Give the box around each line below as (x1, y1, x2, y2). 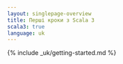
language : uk (7, 29, 45, 37)
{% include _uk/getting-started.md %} (7, 49, 117, 57)
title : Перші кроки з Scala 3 (7, 17, 95, 24)
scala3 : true (7, 23, 45, 30)
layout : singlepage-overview (7, 10, 92, 17)
